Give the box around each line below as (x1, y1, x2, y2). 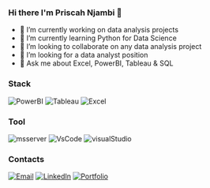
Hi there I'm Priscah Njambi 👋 (8, 7, 122, 18)
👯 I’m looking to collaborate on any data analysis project (19, 42, 202, 51)
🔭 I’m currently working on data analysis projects (19, 25, 179, 35)
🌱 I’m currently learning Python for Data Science (19, 33, 178, 43)
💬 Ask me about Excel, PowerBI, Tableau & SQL (19, 58, 174, 68)
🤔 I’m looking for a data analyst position (19, 51, 148, 60)
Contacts (8, 153, 45, 164)
